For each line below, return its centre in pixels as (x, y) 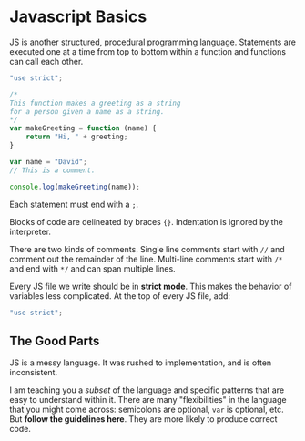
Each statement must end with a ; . (74, 204)
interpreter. (30, 231)
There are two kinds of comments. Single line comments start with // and (147, 249)
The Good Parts (55, 340)
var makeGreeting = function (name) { (83, 128)
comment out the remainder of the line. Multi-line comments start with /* (146, 259)
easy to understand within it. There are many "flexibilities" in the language (148, 400)
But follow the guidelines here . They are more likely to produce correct (143, 419)
